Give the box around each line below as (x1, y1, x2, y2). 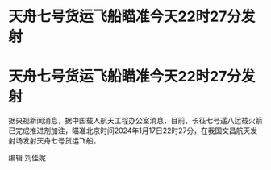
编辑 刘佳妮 (8, 153, 46, 163)
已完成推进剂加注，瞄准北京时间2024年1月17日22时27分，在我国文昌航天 (8, 126, 251, 135)
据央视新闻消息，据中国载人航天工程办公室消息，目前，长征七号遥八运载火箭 (8, 116, 263, 126)
